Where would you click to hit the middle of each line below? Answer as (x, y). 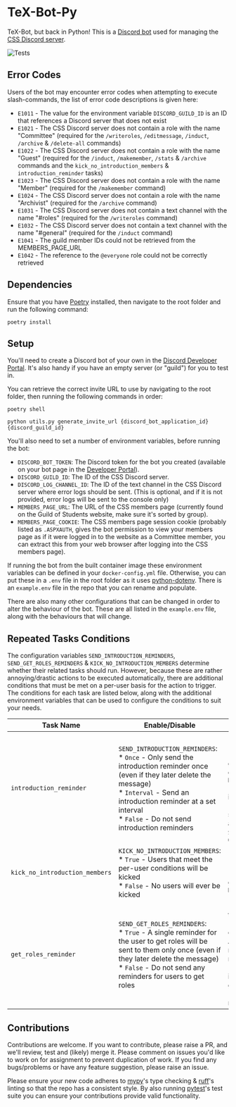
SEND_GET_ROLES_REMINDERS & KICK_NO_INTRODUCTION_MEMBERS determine (109, 663)
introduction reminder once (163, 766)
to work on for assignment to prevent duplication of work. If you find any (112, 1059)
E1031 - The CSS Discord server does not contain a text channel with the (122, 210)
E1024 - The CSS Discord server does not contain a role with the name (119, 195)
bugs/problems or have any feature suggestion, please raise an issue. (108, 1067)
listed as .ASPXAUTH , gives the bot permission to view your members (115, 529)
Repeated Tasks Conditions (69, 639)
